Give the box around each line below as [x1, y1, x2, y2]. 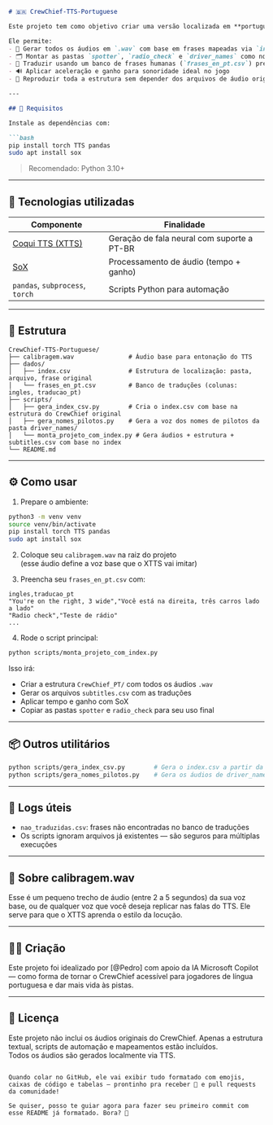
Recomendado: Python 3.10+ [28, 164, 125, 174]
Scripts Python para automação [108, 283, 230, 295]
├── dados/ [8, 359, 45, 368]
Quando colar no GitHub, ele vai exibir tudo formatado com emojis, [8, 1073, 245, 1081]
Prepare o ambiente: [19, 497, 89, 507]
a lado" [8, 604, 35, 613]
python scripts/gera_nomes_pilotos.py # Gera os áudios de [8, 771, 223, 779]
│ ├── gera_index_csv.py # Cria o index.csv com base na [8, 402, 238, 411]
